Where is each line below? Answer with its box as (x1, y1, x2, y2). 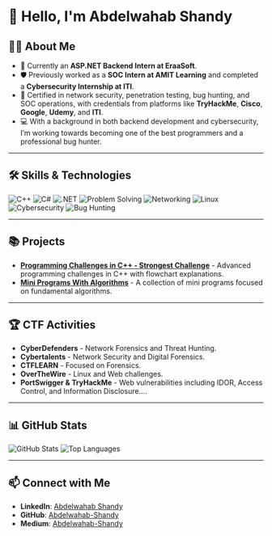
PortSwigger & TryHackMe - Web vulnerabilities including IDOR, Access (19, 378, 263, 387)
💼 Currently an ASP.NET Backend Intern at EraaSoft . (19, 61, 198, 70)
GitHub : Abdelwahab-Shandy (19, 510, 119, 520)
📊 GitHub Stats (8, 418, 87, 432)
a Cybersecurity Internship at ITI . (19, 82, 135, 91)
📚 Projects (8, 234, 66, 249)
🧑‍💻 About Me (8, 40, 76, 53)
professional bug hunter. (19, 137, 102, 146)
